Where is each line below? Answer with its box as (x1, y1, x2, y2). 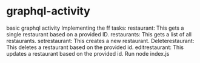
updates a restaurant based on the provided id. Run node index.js (6, 50, 170, 57)
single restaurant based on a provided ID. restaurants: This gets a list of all (6, 30, 192, 38)
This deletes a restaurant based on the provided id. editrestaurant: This (6, 44, 184, 51)
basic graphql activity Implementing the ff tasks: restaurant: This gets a (6, 24, 184, 31)
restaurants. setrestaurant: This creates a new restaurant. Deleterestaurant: (6, 37, 195, 44)
